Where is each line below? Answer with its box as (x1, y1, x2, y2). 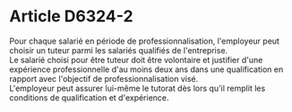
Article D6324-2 (9, 6, 133, 27)
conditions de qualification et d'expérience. (9, 92, 169, 103)
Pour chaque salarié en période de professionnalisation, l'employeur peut (9, 36, 280, 46)
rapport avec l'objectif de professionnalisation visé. (9, 73, 199, 84)
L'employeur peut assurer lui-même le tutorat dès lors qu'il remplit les (9, 83, 266, 93)
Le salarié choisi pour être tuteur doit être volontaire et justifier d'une (9, 54, 263, 65)
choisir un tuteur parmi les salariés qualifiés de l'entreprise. (9, 44, 228, 55)
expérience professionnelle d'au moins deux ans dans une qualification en (9, 64, 284, 75)
